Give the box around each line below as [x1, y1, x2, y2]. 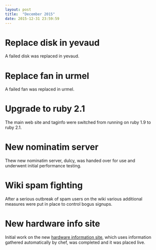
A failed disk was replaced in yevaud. [5, 53, 79, 59]
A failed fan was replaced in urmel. [5, 86, 75, 92]
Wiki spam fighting [5, 180, 83, 191]
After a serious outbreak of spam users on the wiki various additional [5, 196, 143, 202]
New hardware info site [5, 218, 100, 229]
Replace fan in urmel [5, 70, 90, 81]
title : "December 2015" [5, 12, 55, 17]
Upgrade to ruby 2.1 [5, 103, 85, 114]
